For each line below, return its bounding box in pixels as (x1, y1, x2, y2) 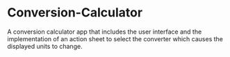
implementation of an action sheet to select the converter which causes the (7, 34, 224, 43)
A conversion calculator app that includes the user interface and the (7, 27, 202, 36)
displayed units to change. (7, 42, 83, 50)
